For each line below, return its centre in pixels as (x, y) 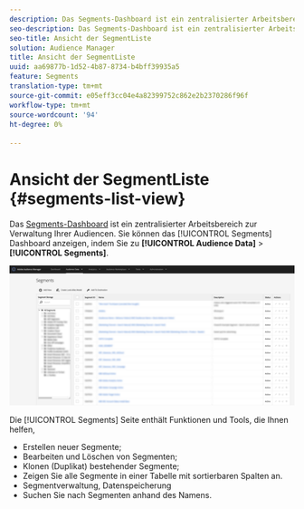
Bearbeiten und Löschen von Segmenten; (100, 456)
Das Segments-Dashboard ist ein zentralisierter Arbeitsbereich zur (133, 224)
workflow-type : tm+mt (50, 105)
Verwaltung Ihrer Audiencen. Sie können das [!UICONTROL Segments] (141, 234)
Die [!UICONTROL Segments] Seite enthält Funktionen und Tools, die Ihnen (149, 420)
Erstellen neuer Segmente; (72, 447)
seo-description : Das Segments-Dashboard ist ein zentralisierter (137, 29)
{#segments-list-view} (98, 199)
